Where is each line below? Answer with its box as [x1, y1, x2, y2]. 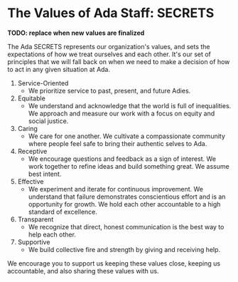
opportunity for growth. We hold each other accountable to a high [28, 199, 221, 208]
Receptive [17, 147, 48, 155]
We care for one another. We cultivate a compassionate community [28, 132, 226, 140]
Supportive [17, 237, 50, 246]
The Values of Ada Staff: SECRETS [7, 5, 215, 21]
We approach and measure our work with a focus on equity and [28, 109, 215, 117]
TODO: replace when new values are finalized [7, 28, 145, 37]
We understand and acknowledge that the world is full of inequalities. [28, 101, 232, 110]
